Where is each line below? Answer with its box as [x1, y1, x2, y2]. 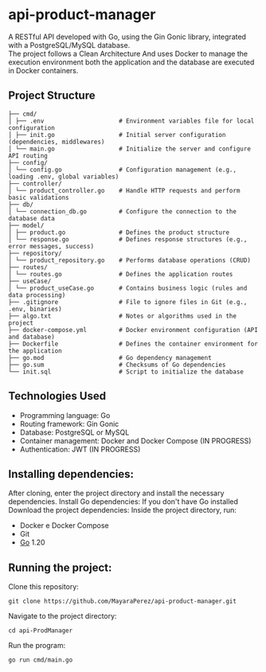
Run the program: [8, 641, 66, 651]
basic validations [8, 193, 69, 201]
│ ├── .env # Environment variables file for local [8, 117, 255, 125]
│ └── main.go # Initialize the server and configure [8, 145, 251, 153]
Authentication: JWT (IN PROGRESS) [19, 444, 141, 454]
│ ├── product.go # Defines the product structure [8, 229, 229, 236]
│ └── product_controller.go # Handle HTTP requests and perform [8, 186, 241, 194]
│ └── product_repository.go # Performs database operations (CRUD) [8, 256, 251, 264]
